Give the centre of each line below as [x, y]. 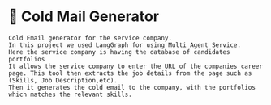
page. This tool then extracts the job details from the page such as [130, 73]
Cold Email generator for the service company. [90, 38]
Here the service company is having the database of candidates [119, 52]
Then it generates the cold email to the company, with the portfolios [132, 87]
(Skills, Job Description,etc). [63, 80]
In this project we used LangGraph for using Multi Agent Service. [125, 45]
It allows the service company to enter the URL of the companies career [136, 66]
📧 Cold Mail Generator [84, 17]
